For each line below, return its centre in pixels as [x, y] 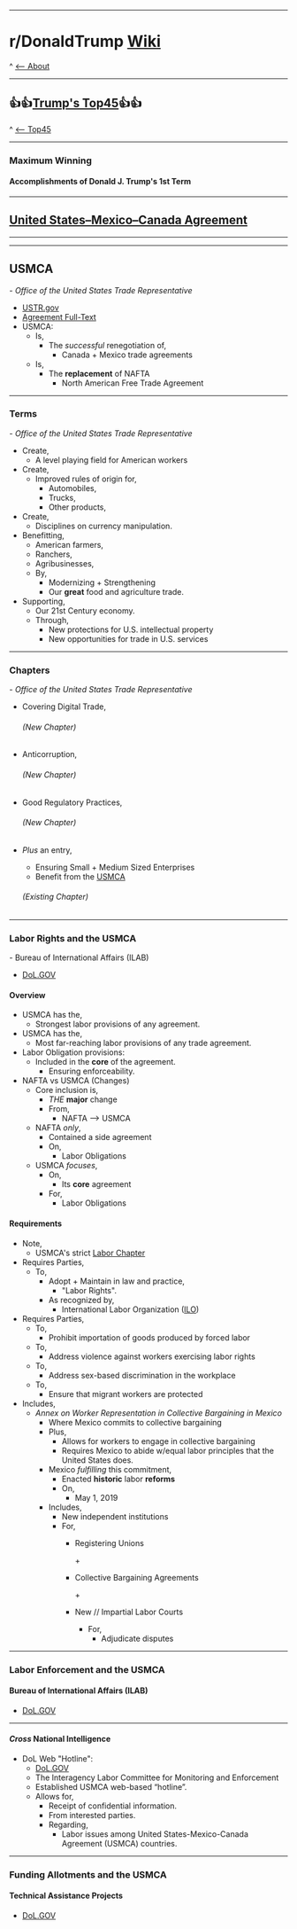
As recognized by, [81, 1300]
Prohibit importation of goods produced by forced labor [149, 1337]
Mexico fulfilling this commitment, [110, 1469]
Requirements [36, 1223]
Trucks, [62, 497]
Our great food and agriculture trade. [116, 591]
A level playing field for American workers [111, 460]
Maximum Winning [51, 160]
